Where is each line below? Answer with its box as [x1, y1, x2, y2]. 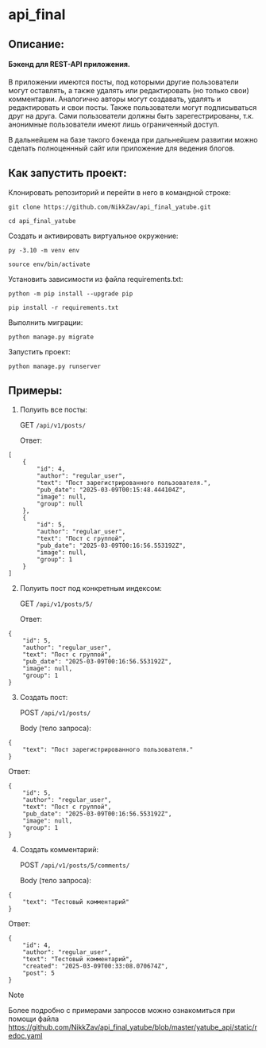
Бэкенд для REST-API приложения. [8, 60, 131, 69]
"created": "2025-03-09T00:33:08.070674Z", [22, 962, 169, 971]
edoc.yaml [8, 1031, 43, 1041]
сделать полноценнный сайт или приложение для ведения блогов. [8, 143, 236, 153]
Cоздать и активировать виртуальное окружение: [8, 231, 179, 240]
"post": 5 [22, 969, 56, 977]
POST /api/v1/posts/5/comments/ [19, 860, 130, 870]
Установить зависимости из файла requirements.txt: [8, 274, 183, 284]
